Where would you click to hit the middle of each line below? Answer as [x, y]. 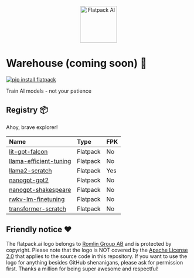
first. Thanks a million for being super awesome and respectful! [82, 269]
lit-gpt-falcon [28, 151]
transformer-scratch [38, 209]
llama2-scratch [30, 171]
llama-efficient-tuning [40, 161]
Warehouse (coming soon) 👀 [77, 63]
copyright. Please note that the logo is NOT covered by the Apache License [97, 250]
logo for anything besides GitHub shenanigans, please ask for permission [95, 262]
